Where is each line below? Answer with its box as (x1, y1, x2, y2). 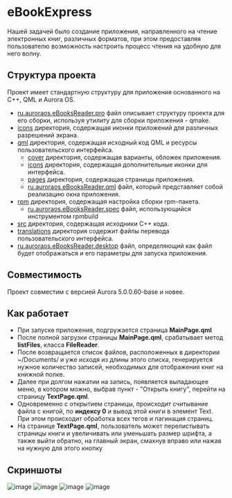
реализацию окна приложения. (27, 190, 121, 198)
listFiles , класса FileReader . (17, 341, 100, 349)
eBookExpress (7, 4, 92, 20)
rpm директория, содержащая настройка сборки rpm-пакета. (17, 197, 201, 206)
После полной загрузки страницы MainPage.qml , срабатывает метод (17, 333, 224, 342)
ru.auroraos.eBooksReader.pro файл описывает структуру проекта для (17, 108, 225, 117)
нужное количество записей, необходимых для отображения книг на (17, 363, 224, 372)
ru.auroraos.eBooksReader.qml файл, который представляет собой (27, 182, 223, 191)
